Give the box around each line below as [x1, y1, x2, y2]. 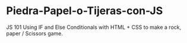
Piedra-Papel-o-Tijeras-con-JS [6, 4, 163, 18]
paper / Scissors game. [6, 29, 64, 37]
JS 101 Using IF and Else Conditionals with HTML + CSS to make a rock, [6, 24, 182, 31]
